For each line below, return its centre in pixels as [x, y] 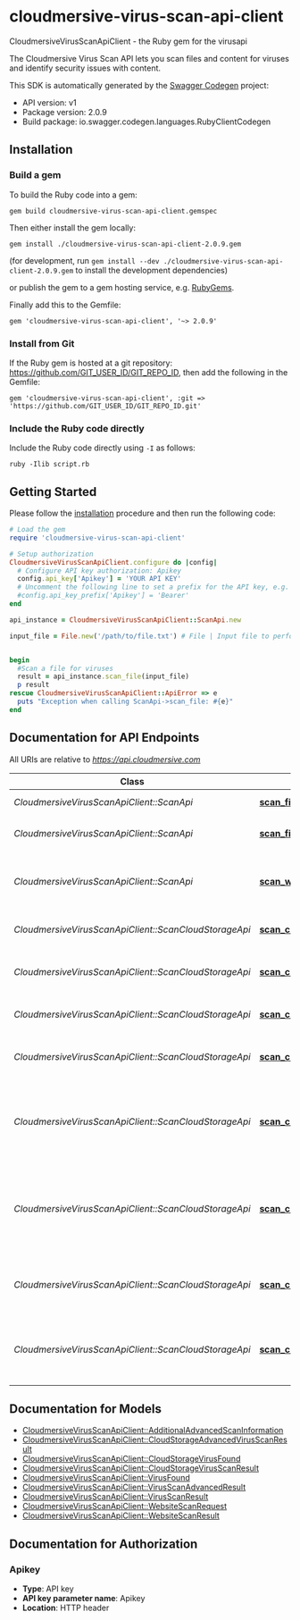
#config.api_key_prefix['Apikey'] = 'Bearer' [104, 596]
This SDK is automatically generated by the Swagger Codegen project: [139, 85]
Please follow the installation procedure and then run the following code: [142, 513]
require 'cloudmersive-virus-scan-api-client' [97, 538]
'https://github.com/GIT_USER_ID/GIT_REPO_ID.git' [105, 406]
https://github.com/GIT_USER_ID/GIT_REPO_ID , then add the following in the [149, 372]
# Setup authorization [51, 554]
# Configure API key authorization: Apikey [99, 571]
